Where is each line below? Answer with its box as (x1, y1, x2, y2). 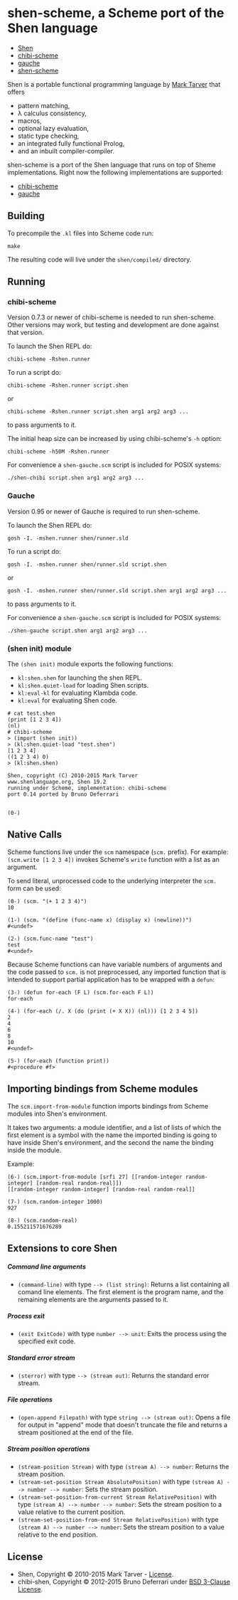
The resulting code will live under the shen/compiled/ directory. (7, 255, 192, 264)
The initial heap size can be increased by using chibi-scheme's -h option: (7, 434, 222, 443)
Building (7, 210, 45, 222)
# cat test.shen (7, 710, 55, 718)
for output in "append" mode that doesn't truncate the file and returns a (17, 1420, 228, 1429)
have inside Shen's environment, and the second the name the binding (7, 1138, 215, 1146)
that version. (7, 329, 44, 337)
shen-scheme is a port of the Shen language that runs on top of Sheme (7, 160, 216, 169)
